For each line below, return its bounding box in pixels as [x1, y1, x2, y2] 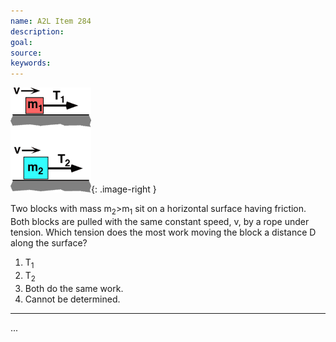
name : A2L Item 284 [10, 16, 92, 26]
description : [10, 26, 65, 37]
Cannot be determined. [24, 293, 121, 305]
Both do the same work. [24, 282, 124, 294]
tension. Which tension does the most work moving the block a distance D [10, 226, 317, 238]
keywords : [10, 58, 52, 69]
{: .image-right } [91, 183, 157, 195]
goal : [10, 37, 33, 47]
